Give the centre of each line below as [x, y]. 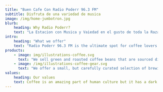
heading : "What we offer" [40, 41]
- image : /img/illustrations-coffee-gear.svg [61, 64]
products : [15, 50]
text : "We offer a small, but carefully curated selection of [82, 69]
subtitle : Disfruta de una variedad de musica [53, 14]
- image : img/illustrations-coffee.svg [54, 55]
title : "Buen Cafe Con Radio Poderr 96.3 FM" [52, 9]
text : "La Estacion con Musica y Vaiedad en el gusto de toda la [81, 32]
